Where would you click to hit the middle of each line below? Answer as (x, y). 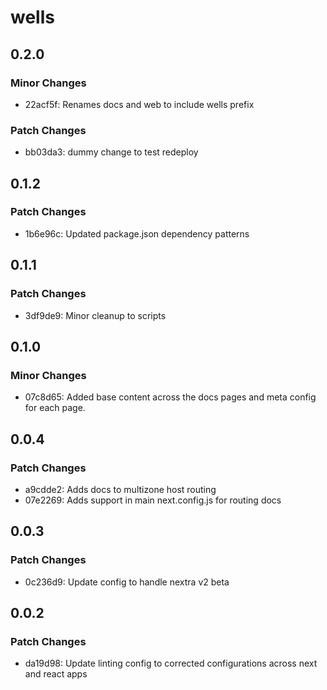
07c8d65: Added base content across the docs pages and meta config (170, 397)
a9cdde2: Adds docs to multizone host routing (120, 489)
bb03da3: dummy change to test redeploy (111, 152)
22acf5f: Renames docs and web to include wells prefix (139, 104)
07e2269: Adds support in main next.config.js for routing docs (153, 500)
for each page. (55, 408)
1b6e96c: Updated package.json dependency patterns (137, 233)
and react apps (56, 674)
